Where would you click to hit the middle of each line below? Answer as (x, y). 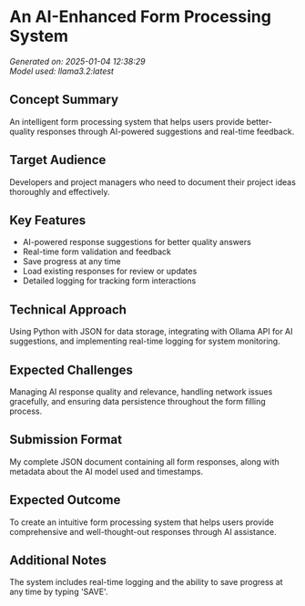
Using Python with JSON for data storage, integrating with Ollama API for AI (151, 332)
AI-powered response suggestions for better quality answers (137, 242)
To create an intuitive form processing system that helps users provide (142, 522)
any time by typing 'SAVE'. (59, 592)
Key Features (48, 220)
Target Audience (58, 160)
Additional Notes (58, 561)
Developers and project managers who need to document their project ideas (152, 182)
